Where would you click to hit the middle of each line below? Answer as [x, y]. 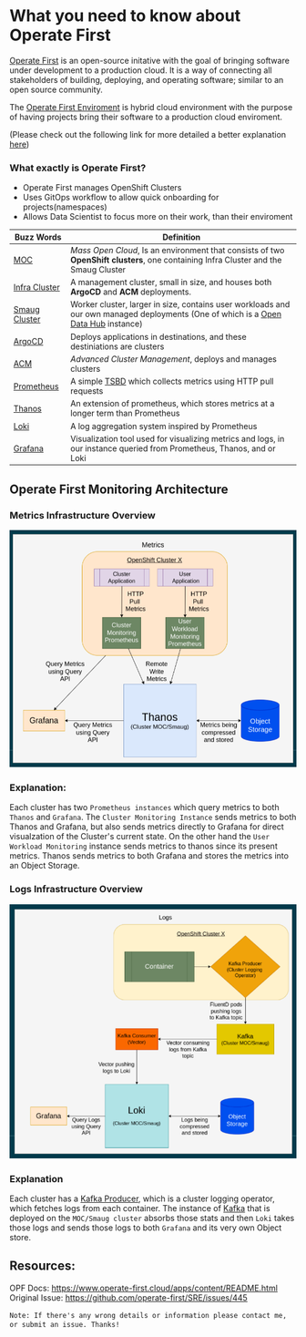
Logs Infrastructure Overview [76, 890]
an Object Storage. [45, 866]
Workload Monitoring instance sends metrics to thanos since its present [143, 846]
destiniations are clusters [117, 346]
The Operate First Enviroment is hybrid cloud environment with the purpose [151, 107]
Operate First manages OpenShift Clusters [102, 188]
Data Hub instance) [107, 324]
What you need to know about [125, 16]
